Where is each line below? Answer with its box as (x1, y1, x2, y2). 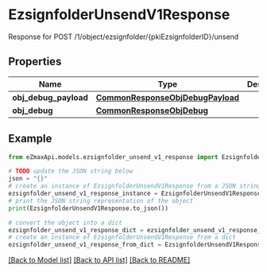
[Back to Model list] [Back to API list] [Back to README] (8, 255, 191, 265)
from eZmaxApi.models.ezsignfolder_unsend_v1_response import (8, 153, 219, 161)
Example (8, 132, 52, 146)
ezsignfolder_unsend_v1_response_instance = (8, 189, 158, 198)
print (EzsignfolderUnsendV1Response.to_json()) (8, 204, 169, 212)
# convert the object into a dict (8, 219, 123, 227)
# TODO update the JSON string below (8, 167, 133, 176)
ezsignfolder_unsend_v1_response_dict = (8, 226, 145, 234)
